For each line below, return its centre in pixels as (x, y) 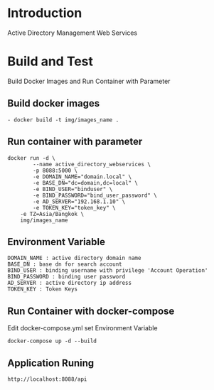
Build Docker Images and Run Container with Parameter (89, 81)
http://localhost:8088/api (47, 379)
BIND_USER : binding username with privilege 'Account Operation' (108, 271)
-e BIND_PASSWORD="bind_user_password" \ (95, 195)
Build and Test (50, 61)
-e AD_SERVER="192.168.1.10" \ (79, 201)
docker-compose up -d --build (52, 341)
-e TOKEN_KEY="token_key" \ (74, 207)
